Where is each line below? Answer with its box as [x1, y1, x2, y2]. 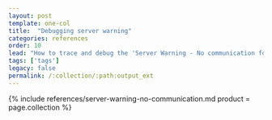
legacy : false [8, 64, 57, 72]
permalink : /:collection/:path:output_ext [8, 72, 154, 80]
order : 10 [8, 42, 42, 50]
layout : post [8, 11, 53, 20]
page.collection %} [8, 102, 72, 112]
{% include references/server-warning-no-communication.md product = [8, 93, 251, 103]
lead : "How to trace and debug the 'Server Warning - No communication [8, 49, 255, 57]
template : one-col [8, 19, 70, 27]
